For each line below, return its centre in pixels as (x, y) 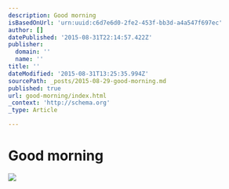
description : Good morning (52, 15)
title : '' (24, 67)
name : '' (29, 60)
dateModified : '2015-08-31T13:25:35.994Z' (78, 74)
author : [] (26, 30)
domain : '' (33, 52)
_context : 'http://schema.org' (59, 103)
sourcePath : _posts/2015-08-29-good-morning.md (87, 81)
